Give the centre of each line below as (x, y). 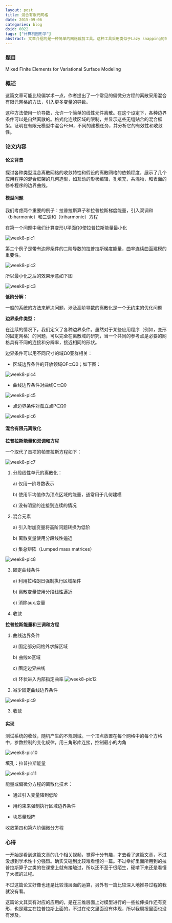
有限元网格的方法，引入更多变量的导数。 (48, 102)
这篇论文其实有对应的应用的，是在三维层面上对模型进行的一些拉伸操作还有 (84, 902)
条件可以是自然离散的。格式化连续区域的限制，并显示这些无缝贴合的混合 (81, 119)
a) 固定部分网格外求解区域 (40, 646)
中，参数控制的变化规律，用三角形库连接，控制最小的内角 (66, 742)
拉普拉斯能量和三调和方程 (32, 624)
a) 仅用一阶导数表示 (34, 484)
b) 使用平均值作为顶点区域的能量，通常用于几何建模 (67, 494)
